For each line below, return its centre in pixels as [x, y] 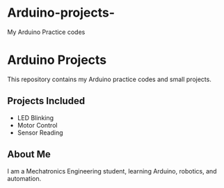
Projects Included [46, 101]
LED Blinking [35, 118]
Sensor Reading [40, 133]
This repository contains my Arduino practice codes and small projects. [110, 79]
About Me [29, 154]
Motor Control [37, 125]
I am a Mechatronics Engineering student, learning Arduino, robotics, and [112, 171]
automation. [24, 178]
